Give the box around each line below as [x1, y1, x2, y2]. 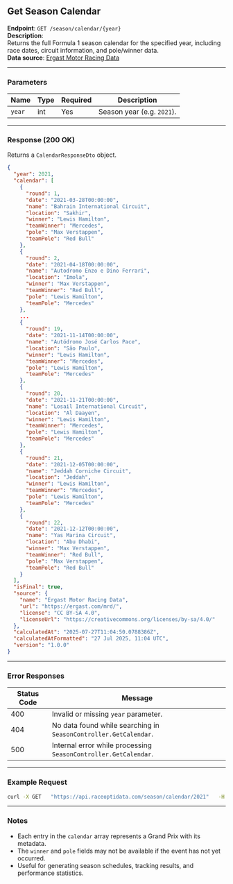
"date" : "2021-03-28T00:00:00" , [25, 196, 119, 203]
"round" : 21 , [25, 454, 64, 461]
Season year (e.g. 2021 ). [98, 107, 177, 117]
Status [17, 689, 40, 699]
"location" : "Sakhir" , [25, 210, 92, 216]
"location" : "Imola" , [25, 274, 89, 281]
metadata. [17, 839, 46, 847]
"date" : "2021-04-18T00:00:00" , [25, 261, 119, 268]
